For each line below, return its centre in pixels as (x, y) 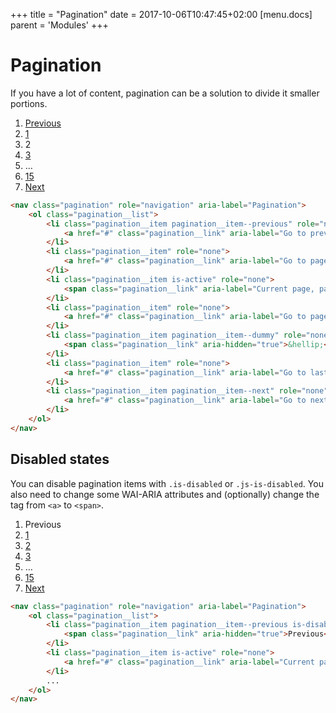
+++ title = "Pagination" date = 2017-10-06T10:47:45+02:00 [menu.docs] (161, 14)
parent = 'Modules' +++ (59, 25)
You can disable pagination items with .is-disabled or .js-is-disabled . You (167, 483)
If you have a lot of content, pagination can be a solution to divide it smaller (165, 93)
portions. (29, 103)
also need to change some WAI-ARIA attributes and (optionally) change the (165, 494)
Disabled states (60, 459)
